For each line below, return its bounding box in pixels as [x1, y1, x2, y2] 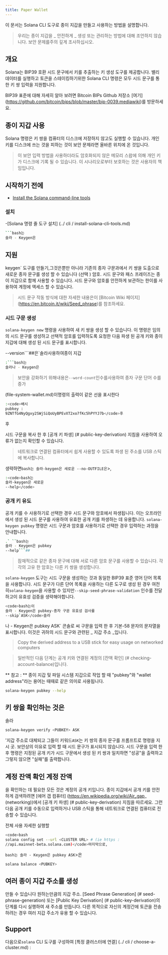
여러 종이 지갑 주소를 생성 [5, 877, 79, 886]
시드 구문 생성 [5, 314, 37, 321]
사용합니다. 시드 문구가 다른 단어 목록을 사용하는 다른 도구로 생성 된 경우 [10, 581, 151, 587]
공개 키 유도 [5, 497, 32, 504]
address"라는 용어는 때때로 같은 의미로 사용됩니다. [5, 678, 104, 684]
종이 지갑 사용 [5, 121, 45, 130]
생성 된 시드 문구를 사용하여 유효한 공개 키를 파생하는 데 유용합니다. [14, 516, 145, 522]
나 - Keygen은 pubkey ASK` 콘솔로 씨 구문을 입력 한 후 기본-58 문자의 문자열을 [5, 623, 160, 629]
